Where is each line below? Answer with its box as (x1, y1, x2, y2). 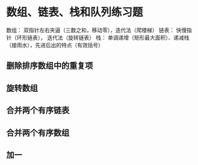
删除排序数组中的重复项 (6, 61, 93, 71)
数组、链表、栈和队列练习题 (6, 5, 143, 19)
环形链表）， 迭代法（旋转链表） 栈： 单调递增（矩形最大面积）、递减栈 (16, 34, 190, 41)
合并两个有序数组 (6, 127, 70, 138)
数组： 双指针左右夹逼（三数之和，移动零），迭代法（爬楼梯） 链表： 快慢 (6, 26, 187, 34)
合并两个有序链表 (6, 106, 70, 116)
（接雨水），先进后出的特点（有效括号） (6, 41, 104, 49)
